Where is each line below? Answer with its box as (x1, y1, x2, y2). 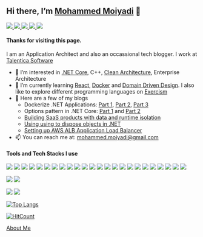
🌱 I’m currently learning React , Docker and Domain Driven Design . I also (15, 81, 195, 89)
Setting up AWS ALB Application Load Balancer (24, 127, 142, 134)
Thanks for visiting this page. (6, 37, 82, 44)
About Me (6, 224, 32, 232)
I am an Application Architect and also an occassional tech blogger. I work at (6, 50, 198, 58)
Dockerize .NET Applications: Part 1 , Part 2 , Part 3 (24, 101, 148, 108)
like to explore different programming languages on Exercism (15, 88, 168, 95)
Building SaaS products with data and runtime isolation (24, 114, 161, 122)
